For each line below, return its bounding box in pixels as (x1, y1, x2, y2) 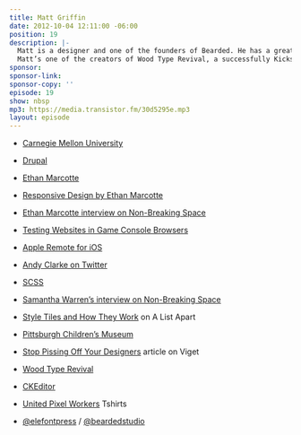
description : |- (9, 38, 70, 48)
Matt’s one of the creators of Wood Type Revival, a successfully (17, 55, 271, 64)
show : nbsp (9, 96, 50, 106)
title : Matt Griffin (9, 13, 87, 22)
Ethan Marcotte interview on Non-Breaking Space (21, 207, 206, 218)
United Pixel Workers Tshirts (21, 398, 127, 409)
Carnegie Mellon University (21, 138, 124, 149)
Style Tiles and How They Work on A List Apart (21, 311, 196, 323)
